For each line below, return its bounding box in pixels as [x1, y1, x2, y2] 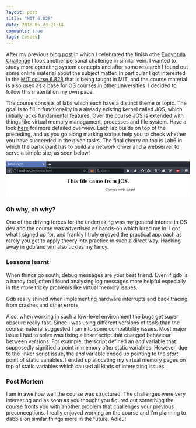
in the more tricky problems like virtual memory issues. [6, 284, 138, 291]
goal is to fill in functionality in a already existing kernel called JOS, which [6, 106, 183, 113]
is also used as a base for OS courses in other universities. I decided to [6, 82, 177, 89]
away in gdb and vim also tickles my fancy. [6, 244, 109, 251]
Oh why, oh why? [6, 206, 56, 214]
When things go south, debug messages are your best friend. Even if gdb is [6, 271, 188, 278]
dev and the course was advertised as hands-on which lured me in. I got [6, 225, 180, 232]
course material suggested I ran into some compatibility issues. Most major [6, 325, 187, 332]
